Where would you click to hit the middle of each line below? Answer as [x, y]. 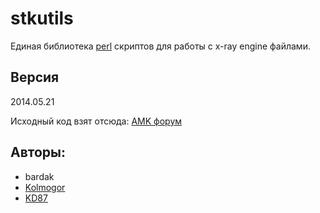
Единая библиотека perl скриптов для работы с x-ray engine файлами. [160, 46]
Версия [35, 77]
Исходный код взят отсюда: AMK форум [96, 121]
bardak [39, 176]
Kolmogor [45, 187]
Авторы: [38, 152]
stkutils [42, 18]
